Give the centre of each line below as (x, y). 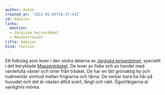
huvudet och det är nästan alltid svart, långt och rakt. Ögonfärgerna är (77, 82)
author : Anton (20, 10)
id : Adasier (17, 19)
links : (12, 24)
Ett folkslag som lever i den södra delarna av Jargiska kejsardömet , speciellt (83, 60)
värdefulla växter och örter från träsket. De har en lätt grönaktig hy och (78, 71)
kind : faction (20, 47)
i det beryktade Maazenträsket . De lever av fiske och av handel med (75, 66)
